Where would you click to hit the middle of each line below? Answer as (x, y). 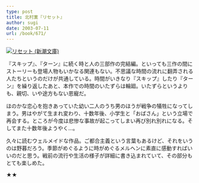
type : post (20, 12)
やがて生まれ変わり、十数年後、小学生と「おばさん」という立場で (112, 114)
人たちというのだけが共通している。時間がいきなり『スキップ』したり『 (94, 79)
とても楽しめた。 (27, 163)
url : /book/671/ (26, 34)
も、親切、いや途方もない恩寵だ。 (48, 94)
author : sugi (22, 23)
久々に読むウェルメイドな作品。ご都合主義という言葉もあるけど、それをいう (100, 141)
